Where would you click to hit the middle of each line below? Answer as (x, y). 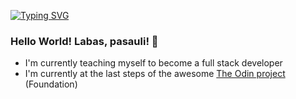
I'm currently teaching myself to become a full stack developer (153, 63)
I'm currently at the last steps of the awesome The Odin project (155, 74)
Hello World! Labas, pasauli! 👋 (84, 41)
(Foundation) (51, 84)
